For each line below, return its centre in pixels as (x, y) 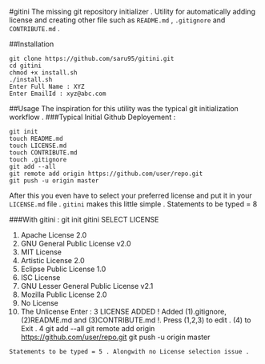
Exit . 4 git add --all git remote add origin (88, 328)
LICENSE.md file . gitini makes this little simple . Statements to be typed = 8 (133, 204)
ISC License (40, 278)
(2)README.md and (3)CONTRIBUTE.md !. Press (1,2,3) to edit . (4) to (136, 320)
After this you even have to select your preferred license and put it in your (130, 196)
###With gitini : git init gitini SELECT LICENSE (84, 220)
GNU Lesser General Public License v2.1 (87, 286)
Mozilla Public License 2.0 (64, 294)
